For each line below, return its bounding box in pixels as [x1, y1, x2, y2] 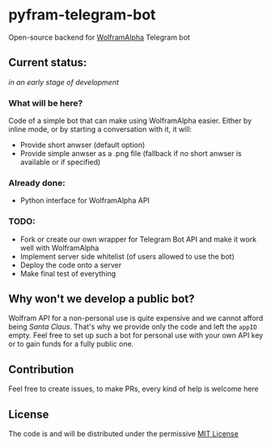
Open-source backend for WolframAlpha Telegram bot [8, 32, 190, 42]
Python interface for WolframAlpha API [19, 196, 150, 205]
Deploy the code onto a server [19, 260, 122, 270]
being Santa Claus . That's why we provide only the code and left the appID [8, 322, 257, 332]
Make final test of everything [19, 268, 116, 278]
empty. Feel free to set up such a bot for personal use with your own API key [8, 330, 264, 340]
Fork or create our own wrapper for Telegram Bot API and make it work [19, 234, 257, 244]
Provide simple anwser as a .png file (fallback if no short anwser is [19, 149, 242, 158]
